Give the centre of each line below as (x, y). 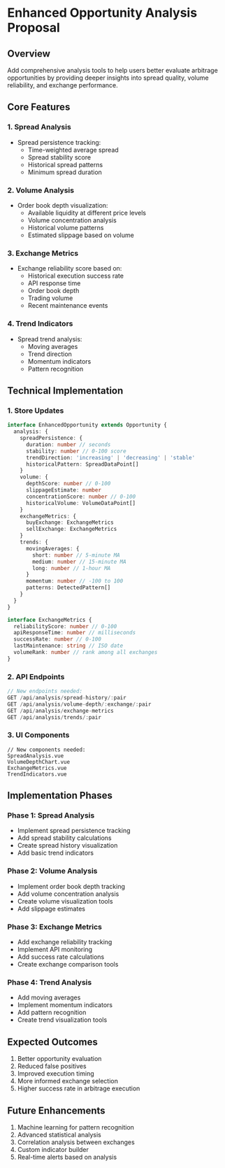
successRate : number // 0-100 (57, 639)
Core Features (39, 107)
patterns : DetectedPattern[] (68, 588)
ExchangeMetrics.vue (37, 768)
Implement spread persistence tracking (74, 831)
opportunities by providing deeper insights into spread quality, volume (108, 78)
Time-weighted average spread (73, 150)
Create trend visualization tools (62, 1020)
